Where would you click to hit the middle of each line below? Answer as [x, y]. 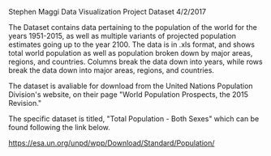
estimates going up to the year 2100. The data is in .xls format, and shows [132, 44]
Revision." [25, 103]
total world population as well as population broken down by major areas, [131, 53]
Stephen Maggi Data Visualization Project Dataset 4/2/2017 [108, 12]
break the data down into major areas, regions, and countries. [112, 70]
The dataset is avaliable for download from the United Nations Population [131, 86]
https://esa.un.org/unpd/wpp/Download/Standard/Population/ [112, 143]
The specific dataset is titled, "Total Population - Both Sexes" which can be [134, 119]
